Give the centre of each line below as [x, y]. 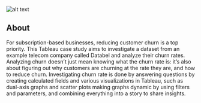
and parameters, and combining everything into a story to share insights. [96, 93]
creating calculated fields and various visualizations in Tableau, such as [95, 80]
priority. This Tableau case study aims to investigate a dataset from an [93, 49]
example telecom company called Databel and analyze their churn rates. [96, 55]
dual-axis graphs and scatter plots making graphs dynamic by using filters [98, 87]
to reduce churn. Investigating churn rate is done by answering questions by [100, 74]
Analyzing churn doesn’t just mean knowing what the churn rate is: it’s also [99, 61]
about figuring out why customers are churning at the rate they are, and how [101, 68]
